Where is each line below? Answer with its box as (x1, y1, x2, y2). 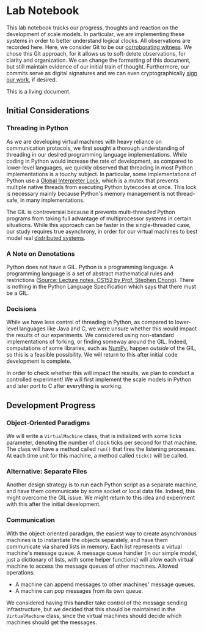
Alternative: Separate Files (6, 467, 87, 475)
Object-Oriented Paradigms (6, 418, 90, 427)
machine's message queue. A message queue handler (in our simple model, (6, 549, 197, 557)
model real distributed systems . (6, 234, 86, 242)
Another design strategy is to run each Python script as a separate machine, (6, 481, 199, 488)
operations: (6, 568, 35, 576)
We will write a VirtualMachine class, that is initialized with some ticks (6, 432, 182, 439)
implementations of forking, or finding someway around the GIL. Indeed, (6, 338, 188, 346)
